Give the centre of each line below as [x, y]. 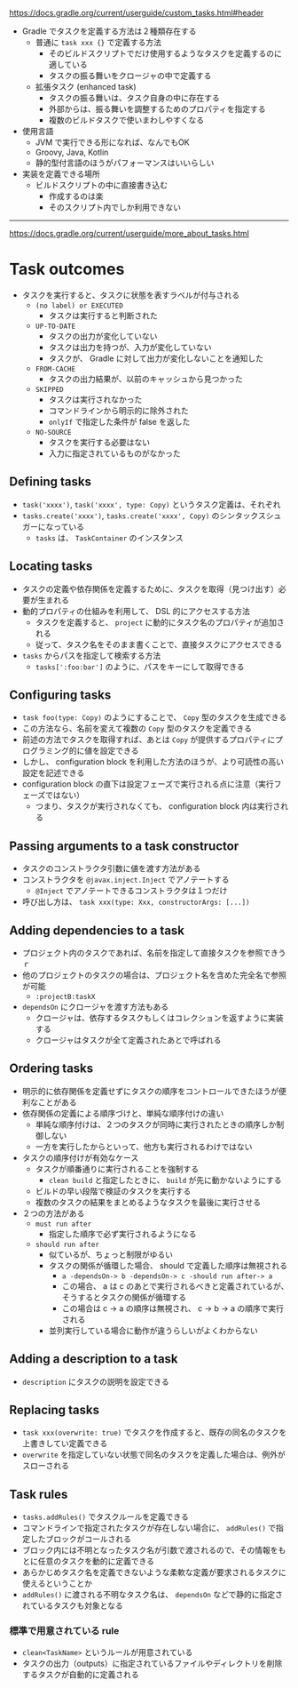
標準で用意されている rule [64, 1631]
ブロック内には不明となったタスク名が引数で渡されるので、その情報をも [154, 1550]
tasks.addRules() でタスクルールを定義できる [105, 1517]
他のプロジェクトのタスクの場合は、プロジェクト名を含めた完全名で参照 [154, 975]
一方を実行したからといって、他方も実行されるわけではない [144, 1147]
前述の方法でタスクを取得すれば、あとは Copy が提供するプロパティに [149, 740]
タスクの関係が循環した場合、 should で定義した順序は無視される [168, 1265]
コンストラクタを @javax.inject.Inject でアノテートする [125, 880]
